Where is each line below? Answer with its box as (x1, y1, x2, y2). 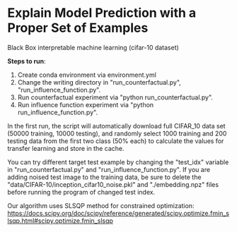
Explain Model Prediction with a (7, 5, 197, 21)
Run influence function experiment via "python (17, 100, 154, 109)
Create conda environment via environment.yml (17, 71, 157, 79)
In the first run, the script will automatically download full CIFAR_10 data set (7, 121, 226, 130)
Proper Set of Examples (7, 20, 149, 36)
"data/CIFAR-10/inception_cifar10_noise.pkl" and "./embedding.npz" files (7, 180, 219, 188)
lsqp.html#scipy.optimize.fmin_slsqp (7, 216, 113, 225)
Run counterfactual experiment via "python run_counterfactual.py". (17, 93, 214, 102)
